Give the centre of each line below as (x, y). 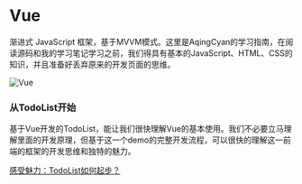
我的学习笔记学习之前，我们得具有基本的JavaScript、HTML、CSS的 (166, 53)
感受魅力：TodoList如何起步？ (65, 170)
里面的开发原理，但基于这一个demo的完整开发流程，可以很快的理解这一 (150, 140)
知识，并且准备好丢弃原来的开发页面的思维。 (92, 64)
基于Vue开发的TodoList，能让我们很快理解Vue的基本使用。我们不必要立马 (146, 129)
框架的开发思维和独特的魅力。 (80, 152)
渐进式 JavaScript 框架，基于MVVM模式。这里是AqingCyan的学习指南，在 (147, 41)
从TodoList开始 (43, 107)
